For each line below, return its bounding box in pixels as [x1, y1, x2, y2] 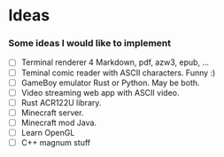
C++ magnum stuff [20, 137, 90, 147]
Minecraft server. [20, 107, 84, 118]
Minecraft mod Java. [20, 117, 97, 128]
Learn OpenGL [20, 127, 75, 137]
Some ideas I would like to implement [8, 37, 172, 50]
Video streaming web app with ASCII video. [20, 87, 180, 98]
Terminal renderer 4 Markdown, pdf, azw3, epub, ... [20, 57, 210, 67]
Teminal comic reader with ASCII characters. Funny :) [20, 67, 216, 78]
